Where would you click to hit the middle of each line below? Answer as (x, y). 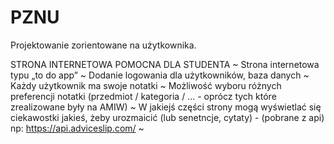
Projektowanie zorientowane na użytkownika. (103, 45)
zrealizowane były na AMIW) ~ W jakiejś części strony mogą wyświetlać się (166, 107)
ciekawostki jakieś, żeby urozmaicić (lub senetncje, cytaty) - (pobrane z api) (167, 117)
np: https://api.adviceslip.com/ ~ (77, 128)
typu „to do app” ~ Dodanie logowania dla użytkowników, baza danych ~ (160, 75)
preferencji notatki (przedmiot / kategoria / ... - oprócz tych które (143, 96)
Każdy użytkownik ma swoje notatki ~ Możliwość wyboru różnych (146, 85)
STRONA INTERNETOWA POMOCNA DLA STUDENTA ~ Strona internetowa (165, 64)
